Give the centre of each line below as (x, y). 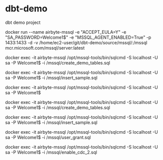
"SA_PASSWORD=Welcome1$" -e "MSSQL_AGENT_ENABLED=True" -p (78, 37)
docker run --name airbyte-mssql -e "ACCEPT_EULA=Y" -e (66, 32)
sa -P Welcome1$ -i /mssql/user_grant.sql (48, 137)
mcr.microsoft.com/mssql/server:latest (45, 48)
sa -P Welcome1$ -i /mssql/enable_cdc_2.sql (51, 152)
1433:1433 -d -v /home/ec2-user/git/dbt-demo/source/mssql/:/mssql (76, 42)
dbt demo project (23, 22)
